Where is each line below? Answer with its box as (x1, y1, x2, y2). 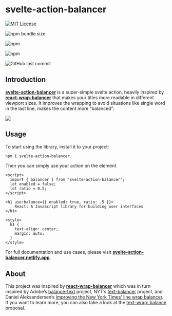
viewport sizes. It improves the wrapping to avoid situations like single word (5, 100, 165, 106)
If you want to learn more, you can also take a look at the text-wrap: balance (5, 300, 167, 306)
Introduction (5, 76, 46, 84)
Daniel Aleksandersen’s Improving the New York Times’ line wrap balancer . (5, 294, 164, 300)
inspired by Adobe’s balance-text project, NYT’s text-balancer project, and (5, 289, 163, 295)
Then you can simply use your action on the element (5, 163, 117, 169)
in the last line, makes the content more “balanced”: (5, 105, 114, 111)
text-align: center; (14, 227, 59, 232)
